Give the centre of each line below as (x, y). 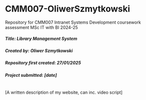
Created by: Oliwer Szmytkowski (39, 50)
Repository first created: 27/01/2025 (43, 63)
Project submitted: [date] (31, 75)
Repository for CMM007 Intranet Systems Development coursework (73, 22)
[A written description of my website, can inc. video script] (64, 92)
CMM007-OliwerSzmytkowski (68, 9)
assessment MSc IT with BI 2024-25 (42, 27)
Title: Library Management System (41, 38)
